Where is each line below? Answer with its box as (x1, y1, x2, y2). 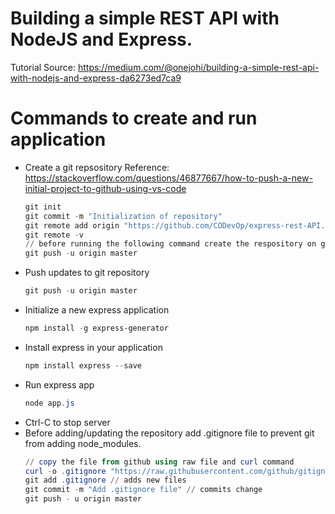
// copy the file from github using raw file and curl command (24, 457, 295, 467)
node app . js (24, 398, 75, 408)
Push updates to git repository (24, 267, 150, 279)
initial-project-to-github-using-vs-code (24, 182, 187, 194)
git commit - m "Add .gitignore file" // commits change (24, 485, 263, 495)
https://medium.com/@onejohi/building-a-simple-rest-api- (77, 61, 320, 73)
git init (24, 202, 62, 212)
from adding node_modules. (24, 437, 142, 449)
